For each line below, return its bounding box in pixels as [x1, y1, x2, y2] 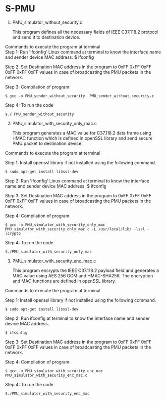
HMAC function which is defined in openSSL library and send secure [12, 135, 153, 141]
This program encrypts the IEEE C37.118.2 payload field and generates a [12, 267, 159, 273]
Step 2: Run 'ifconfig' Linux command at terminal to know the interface [5, 178, 150, 183]
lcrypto [5, 231, 21, 236]
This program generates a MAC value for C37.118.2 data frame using [12, 130, 152, 136]
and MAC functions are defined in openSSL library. [12, 278, 116, 284]
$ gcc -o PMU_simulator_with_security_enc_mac [5, 368, 103, 373]
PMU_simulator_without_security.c [12, 19, 83, 25]
